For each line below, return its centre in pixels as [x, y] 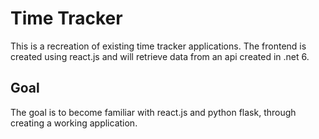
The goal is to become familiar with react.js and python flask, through [153, 112]
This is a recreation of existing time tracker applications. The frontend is [158, 46]
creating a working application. [74, 123]
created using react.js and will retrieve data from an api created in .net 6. [160, 56]
